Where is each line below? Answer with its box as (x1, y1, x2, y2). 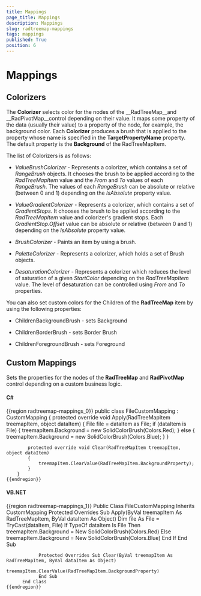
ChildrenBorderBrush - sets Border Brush (14, 328, 117, 336)
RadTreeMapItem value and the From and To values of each (14, 176, 163, 184)
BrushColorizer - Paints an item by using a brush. (14, 238, 137, 245)
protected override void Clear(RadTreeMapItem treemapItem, (28, 444, 181, 451)
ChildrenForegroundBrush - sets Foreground (14, 340, 125, 347)
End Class (22, 579, 47, 585)
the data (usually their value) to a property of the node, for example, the (6, 121, 184, 128)
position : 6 (6, 43, 36, 49)
